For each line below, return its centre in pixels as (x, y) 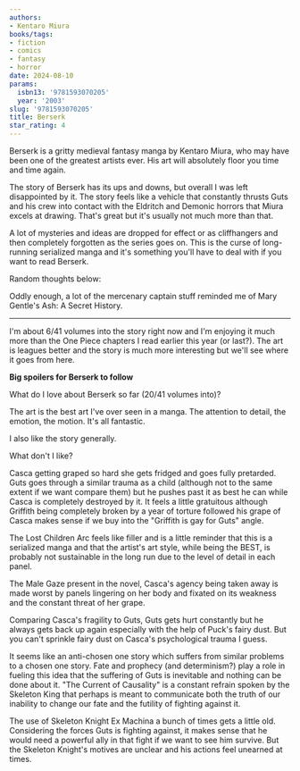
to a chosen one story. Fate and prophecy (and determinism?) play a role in (147, 666)
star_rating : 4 (37, 126)
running (24, 252)
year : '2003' (42, 101)
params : (24, 84)
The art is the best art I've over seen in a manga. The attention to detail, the (148, 411)
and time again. (37, 170)
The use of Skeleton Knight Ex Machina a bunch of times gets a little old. (143, 721)
